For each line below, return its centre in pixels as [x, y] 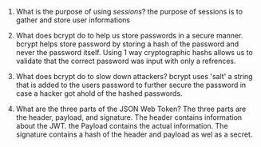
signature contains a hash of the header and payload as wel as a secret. [134, 134]
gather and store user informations [73, 20]
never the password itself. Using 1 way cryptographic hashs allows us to [134, 52]
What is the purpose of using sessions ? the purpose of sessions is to [129, 12]
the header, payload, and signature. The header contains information [129, 117]
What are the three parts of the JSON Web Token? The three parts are [131, 109]
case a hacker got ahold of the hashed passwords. [99, 93]
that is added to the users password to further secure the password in [131, 85]
